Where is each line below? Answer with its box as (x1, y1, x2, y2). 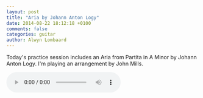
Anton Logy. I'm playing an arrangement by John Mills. (6, 60, 143, 67)
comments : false (6, 25, 48, 32)
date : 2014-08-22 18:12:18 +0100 (6, 20, 91, 26)
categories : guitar (6, 31, 56, 38)
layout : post (6, 8, 40, 15)
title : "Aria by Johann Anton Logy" (6, 15, 99, 21)
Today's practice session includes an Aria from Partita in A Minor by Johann (6, 54, 197, 60)
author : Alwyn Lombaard (6, 37, 67, 43)
